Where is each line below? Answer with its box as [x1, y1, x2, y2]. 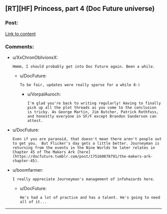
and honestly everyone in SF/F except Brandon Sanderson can [27, 113, 157, 119]
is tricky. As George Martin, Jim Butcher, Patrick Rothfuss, [27, 109, 159, 114]
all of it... [19, 199, 47, 204]
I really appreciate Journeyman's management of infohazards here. [12, 177, 155, 182]
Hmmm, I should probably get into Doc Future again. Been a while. [12, 64, 155, 69]
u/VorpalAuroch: [27, 91, 61, 97]
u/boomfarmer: [12, 167, 44, 173]
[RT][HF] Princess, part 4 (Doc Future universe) [5, 4, 155, 13]
